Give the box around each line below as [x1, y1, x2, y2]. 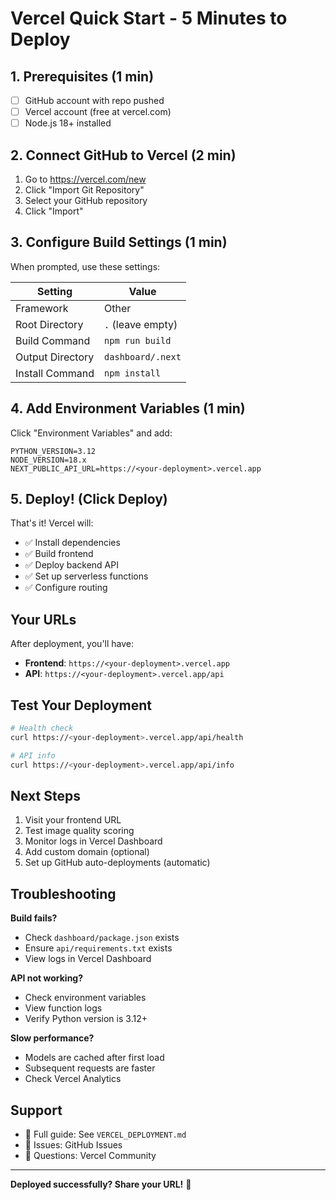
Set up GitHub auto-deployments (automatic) [24, 857, 211, 869]
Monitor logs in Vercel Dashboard [24, 835, 163, 847]
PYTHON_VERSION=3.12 [10, 446, 97, 456]
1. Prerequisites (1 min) [10, 68, 155, 85]
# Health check [10, 723, 74, 734]
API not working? [10, 972, 84, 984]
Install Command [15, 366, 95, 380]
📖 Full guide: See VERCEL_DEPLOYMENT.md [24, 1128, 187, 1140]
